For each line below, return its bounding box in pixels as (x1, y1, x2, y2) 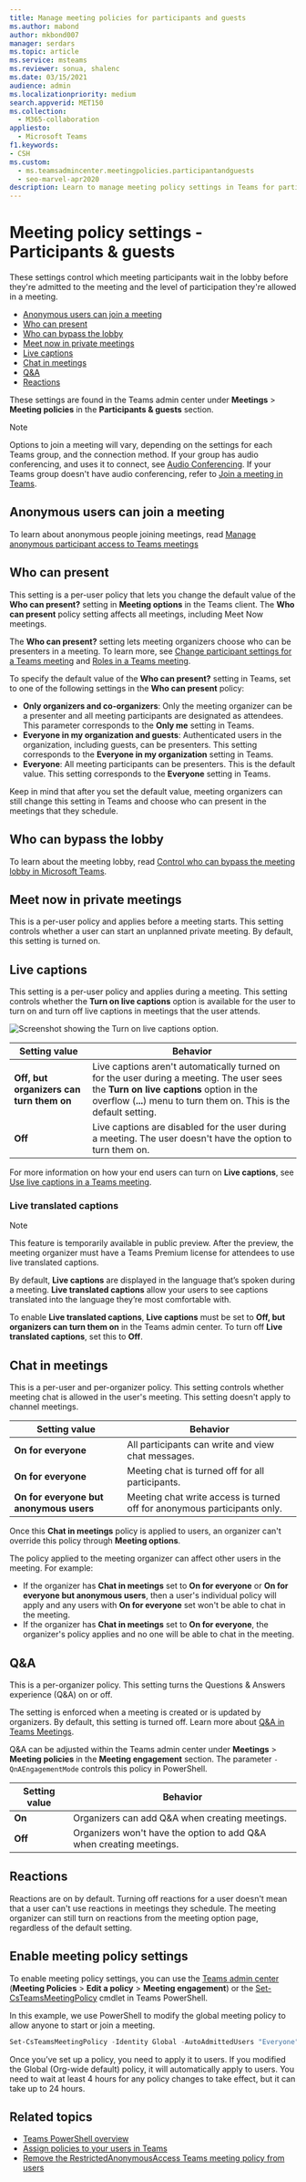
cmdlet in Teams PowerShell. (98, 1992, 208, 2003)
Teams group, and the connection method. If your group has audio (9, 449, 260, 461)
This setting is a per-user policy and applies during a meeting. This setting (9, 986, 289, 997)
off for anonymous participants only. (127, 1502, 282, 1515)
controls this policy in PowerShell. (80, 1763, 208, 1774)
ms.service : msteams (9, 56, 88, 65)
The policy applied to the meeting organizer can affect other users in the (9, 1553, 281, 1564)
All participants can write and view (127, 1439, 275, 1451)
